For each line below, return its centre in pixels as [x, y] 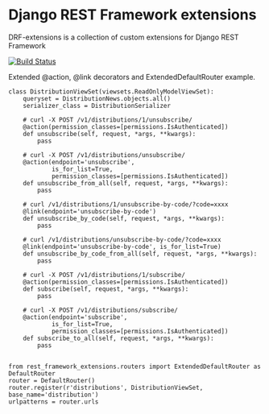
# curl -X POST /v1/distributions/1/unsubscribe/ [108, 120]
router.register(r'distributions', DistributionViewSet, [106, 387]
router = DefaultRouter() [52, 380]
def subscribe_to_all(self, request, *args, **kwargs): [119, 338]
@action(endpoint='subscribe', [75, 317]
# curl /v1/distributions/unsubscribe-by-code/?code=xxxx [122, 239]
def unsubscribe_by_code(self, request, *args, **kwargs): [124, 218]
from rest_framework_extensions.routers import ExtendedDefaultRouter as [135, 366]
